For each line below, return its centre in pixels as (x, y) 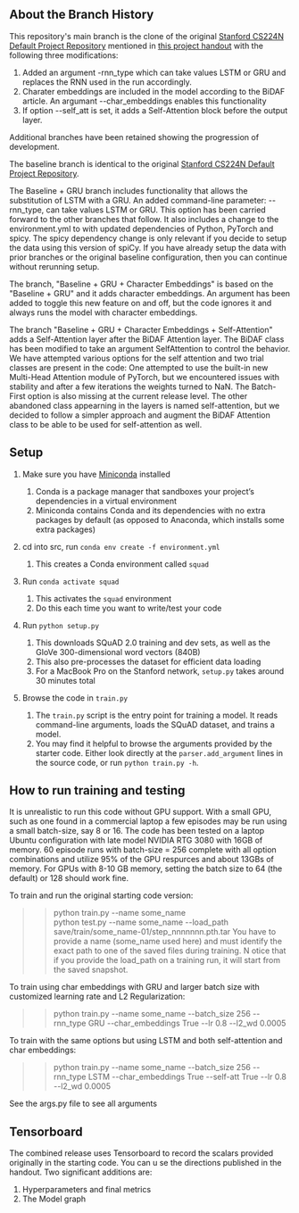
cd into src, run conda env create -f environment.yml (121, 546)
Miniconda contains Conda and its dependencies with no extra (150, 510)
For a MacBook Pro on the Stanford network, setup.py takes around (160, 671)
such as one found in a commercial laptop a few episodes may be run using (148, 821)
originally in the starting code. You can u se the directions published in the (145, 1163)
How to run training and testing (97, 790)
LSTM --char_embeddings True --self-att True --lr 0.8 (187, 1077)
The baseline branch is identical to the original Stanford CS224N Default (142, 163)
